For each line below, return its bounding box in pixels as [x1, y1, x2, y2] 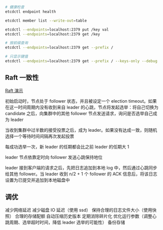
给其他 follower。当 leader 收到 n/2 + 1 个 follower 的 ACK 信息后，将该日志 [5, 171, 158, 177]
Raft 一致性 [5, 74, 39, 82]
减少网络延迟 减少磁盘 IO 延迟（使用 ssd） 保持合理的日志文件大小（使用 [5, 207, 153, 213]
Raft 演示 [5, 87, 24, 93]
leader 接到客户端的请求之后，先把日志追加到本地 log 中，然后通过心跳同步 [5, 164, 158, 170]
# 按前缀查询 [5, 40, 28, 45]
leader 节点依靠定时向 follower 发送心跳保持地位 [5, 154, 103, 160]
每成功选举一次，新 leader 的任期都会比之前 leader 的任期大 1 [5, 144, 130, 150]
